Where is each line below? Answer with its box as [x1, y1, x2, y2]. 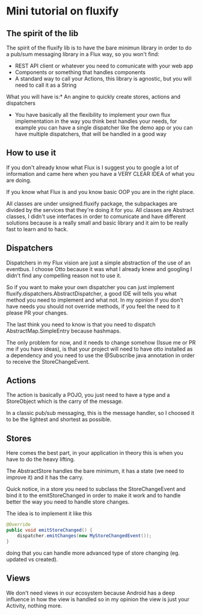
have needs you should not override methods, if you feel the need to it [6, 302, 180, 310]
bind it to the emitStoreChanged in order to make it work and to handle [6, 492, 181, 499]
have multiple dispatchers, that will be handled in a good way [14, 131, 167, 137]
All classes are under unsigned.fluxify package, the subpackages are [6, 200, 177, 207]
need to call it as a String [14, 81, 77, 89]
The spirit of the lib [6, 28, 79, 39]
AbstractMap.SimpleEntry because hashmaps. [6, 327, 121, 334]
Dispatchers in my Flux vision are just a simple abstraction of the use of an [6, 259, 191, 266]
